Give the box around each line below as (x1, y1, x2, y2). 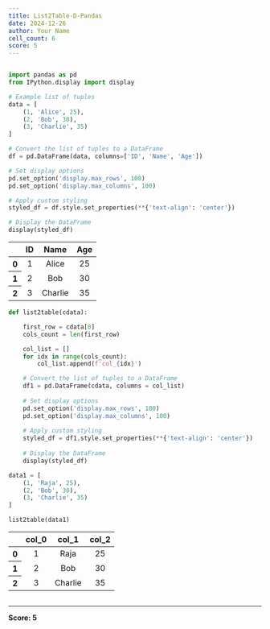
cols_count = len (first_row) (22, 330, 121, 338)
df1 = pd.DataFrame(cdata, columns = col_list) (22, 382, 185, 391)
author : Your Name (8, 27, 70, 35)
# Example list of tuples (8, 93, 95, 101)
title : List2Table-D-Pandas (8, 11, 103, 20)
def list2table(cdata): (8, 308, 88, 317)
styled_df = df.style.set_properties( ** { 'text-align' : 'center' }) (8, 204, 235, 212)
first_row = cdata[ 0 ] (22, 323, 95, 331)
